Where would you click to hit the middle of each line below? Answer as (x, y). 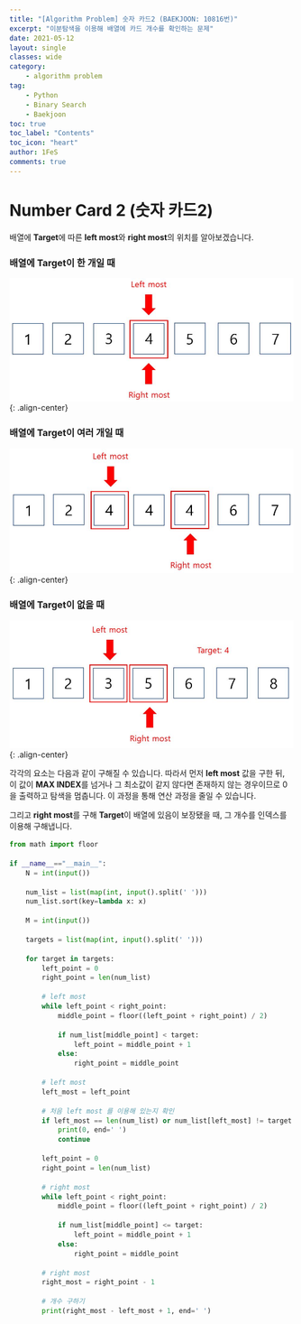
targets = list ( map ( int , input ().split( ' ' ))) (114, 940)
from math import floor (54, 845)
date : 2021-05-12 (42, 38)
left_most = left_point (86, 1092)
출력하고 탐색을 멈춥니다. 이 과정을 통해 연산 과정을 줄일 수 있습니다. (137, 796)
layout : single (38, 48)
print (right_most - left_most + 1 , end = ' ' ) (127, 1311)
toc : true (28, 124)
